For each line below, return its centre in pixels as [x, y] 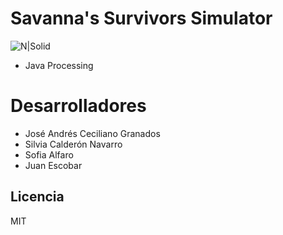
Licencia [37, 197]
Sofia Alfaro [49, 154]
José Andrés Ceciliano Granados [92, 133]
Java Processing [59, 65]
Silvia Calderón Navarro [73, 144]
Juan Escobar [53, 165]
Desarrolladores [78, 106]
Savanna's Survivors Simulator [141, 18]
